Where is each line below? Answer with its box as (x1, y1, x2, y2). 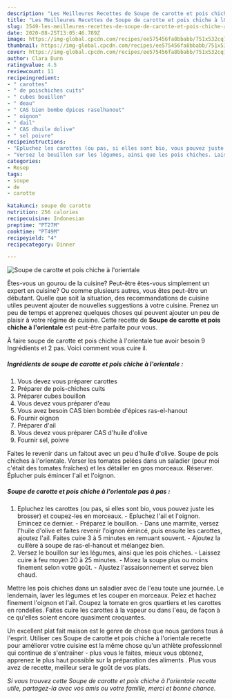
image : (7, 36, 26, 43)
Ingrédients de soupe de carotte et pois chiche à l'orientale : (7, 360, 184, 368)
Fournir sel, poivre (17, 436, 69, 444)
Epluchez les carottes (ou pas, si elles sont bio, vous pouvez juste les (17, 505, 215, 513)
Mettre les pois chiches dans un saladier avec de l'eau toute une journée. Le (7, 584, 224, 593)
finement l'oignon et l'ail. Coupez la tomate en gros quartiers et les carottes (7, 599, 222, 607)
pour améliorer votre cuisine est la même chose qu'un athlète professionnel (7, 642, 222, 650)
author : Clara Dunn (7, 55, 64, 62)
